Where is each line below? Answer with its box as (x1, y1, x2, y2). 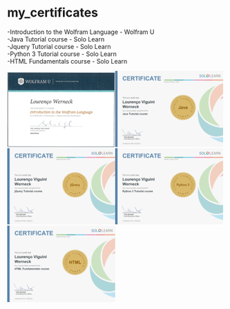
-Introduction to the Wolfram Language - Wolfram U (7, 28, 155, 36)
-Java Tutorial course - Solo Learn (7, 35, 105, 43)
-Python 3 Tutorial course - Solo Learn (7, 50, 117, 58)
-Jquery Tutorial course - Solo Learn (7, 42, 111, 50)
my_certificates (7, 5, 99, 21)
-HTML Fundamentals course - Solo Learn (7, 57, 128, 65)
